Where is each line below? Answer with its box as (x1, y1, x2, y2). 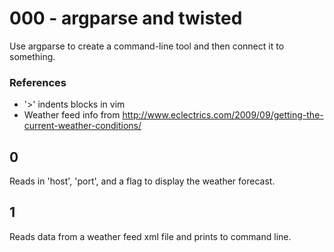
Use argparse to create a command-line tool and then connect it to (9, 40, 285, 52)
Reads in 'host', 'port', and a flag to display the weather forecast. (9, 175, 276, 187)
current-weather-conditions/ (23, 120, 142, 132)
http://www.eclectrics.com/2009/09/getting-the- (122, 109, 324, 121)
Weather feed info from (23, 109, 121, 121)
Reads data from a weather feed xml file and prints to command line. (9, 230, 292, 242)
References (9, 75, 67, 89)
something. (9, 50, 56, 62)
